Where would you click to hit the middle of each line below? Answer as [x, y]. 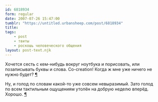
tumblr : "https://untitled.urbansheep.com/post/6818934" [64, 23]
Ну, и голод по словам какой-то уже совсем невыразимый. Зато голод [79, 84]
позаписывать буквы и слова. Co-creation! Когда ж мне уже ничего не [79, 69]
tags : [10, 32]
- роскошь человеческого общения [48, 46]
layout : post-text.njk [28, 50]
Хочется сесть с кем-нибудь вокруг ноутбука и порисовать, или [72, 64]
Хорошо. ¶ [16, 94]
